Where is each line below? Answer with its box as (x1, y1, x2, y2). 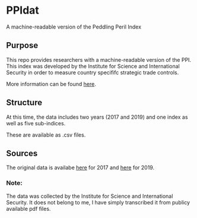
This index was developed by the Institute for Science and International (6, 62, 180, 69)
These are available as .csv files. (6, 131, 86, 138)
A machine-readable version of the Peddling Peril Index (6, 23, 141, 30)
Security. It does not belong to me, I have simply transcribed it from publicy (6, 198, 190, 206)
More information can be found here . (6, 80, 96, 87)
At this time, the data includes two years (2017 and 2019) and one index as (6, 113, 188, 121)
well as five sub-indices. (6, 119, 66, 127)
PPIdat (6, 4, 40, 17)
